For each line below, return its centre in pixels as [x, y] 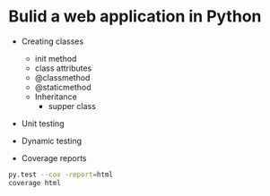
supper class [72, 106]
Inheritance [56, 97]
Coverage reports [54, 158]
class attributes [63, 68]
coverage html [35, 183]
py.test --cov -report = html [61, 175]
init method [56, 58]
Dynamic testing [52, 141]
